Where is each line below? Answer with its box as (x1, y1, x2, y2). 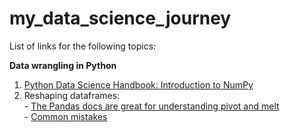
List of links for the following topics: (9, 40, 157, 52)
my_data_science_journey (9, 7, 232, 30)
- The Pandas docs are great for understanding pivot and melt (23, 100, 280, 112)
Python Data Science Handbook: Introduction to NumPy (23, 78, 254, 91)
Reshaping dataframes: (23, 89, 121, 101)
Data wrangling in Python (9, 59, 117, 71)
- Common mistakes (23, 110, 108, 122)
